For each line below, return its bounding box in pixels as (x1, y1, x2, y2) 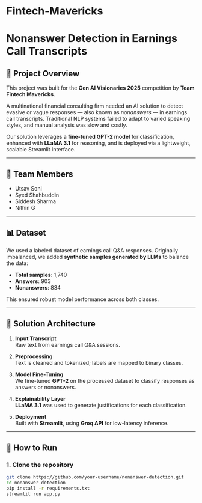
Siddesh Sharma (14, 198, 56, 205)
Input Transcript (14, 335, 57, 342)
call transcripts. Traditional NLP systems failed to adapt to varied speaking (6, 115, 191, 123)
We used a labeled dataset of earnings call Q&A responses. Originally (6, 246, 179, 254)
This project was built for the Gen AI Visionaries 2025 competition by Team (6, 84, 195, 91)
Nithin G (14, 204, 35, 211)
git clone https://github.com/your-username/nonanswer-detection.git (6, 474, 185, 480)
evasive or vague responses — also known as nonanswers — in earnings (6, 109, 188, 116)
